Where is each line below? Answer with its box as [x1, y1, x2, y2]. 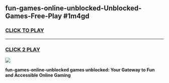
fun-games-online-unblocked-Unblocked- [5, 4, 142, 13]
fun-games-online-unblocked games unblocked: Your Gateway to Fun [5, 66, 155, 72]
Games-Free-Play [5, 12, 62, 21]
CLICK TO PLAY [5, 27, 44, 34]
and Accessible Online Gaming [5, 72, 71, 78]
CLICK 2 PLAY [5, 46, 40, 53]
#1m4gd [63, 12, 90, 21]
